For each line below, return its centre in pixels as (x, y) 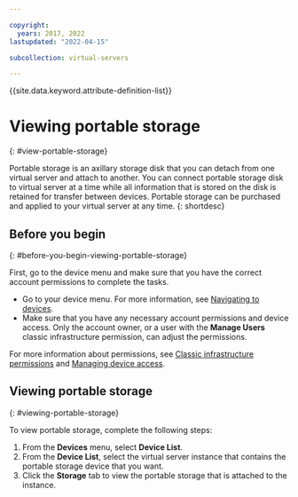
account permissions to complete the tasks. (89, 282)
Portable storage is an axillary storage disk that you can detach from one (142, 169)
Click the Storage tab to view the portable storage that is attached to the (154, 475)
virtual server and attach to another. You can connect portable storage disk (146, 177)
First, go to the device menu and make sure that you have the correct (135, 272)
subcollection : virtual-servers (69, 58)
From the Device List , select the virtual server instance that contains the (154, 456)
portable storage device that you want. (93, 466)
